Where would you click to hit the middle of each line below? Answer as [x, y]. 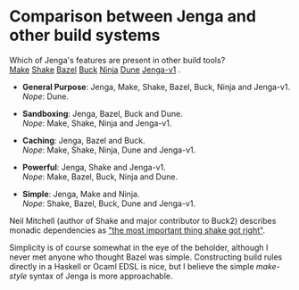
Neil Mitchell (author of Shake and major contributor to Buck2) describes [143, 220]
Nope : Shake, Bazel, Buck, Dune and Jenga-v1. [109, 203]
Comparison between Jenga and [133, 17]
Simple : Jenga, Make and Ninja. [81, 194]
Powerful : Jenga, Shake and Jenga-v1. [94, 167]
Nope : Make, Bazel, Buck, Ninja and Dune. [100, 177]
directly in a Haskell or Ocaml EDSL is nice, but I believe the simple [132, 266]
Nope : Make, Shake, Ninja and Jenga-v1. [97, 123]
